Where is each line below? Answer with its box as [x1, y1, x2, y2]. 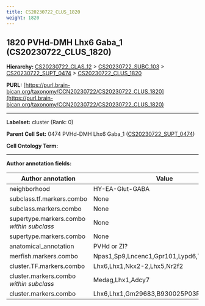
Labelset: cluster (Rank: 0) [6, 119, 74, 126]
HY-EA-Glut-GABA [93, 185, 150, 193]
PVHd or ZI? [93, 242, 128, 251]
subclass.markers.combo [9, 204, 82, 213]
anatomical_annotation [9, 242, 74, 251]
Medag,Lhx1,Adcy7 [93, 276, 150, 285]
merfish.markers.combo [9, 252, 78, 261]
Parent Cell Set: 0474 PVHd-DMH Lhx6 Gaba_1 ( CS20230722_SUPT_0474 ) [6, 130, 195, 138]
